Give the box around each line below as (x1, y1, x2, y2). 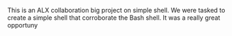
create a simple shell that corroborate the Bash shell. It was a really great (7, 13, 221, 22)
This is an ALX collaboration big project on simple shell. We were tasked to (7, 6, 226, 14)
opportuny (7, 21, 38, 29)
